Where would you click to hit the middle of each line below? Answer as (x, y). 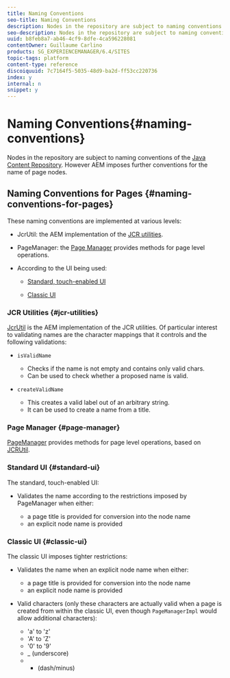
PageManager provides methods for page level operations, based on (104, 443)
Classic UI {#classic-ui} (47, 541)
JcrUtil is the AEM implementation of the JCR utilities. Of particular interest (112, 327)
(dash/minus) (56, 668)
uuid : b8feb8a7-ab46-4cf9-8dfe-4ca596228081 (72, 39)
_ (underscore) (48, 653)
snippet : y (23, 90)
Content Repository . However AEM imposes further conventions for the (107, 165)
